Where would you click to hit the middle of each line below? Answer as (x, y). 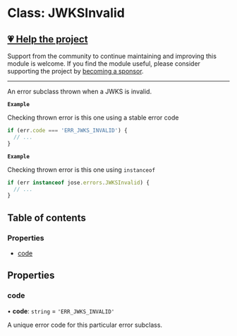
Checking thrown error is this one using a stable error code (93, 117)
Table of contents (47, 218)
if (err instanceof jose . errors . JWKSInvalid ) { (79, 183)
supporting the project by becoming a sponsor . (75, 71)
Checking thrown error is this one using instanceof (81, 169)
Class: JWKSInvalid (66, 13)
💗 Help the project (48, 39)
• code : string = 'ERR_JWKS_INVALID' (61, 311)
